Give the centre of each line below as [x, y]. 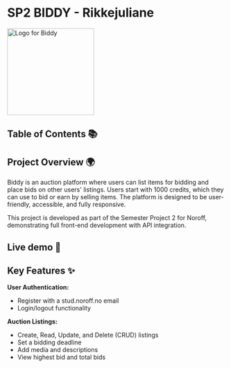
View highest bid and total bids [61, 357]
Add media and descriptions [58, 350]
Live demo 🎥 [34, 247]
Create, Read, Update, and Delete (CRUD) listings [88, 335]
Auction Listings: [32, 321]
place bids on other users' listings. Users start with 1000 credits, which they [115, 190]
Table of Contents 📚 [53, 134]
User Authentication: [38, 287]
